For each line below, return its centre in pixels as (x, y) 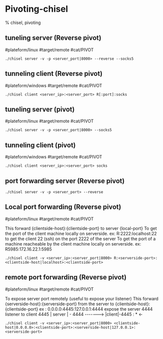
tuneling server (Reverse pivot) (53, 38)
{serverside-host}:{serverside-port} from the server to (60, 304)
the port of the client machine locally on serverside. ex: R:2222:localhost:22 (81, 233)
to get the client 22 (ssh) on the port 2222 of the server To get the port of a (80, 239)
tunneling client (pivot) (41, 145)
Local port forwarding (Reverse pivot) (63, 207)
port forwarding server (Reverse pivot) (65, 181)
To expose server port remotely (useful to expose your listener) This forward (82, 298)
